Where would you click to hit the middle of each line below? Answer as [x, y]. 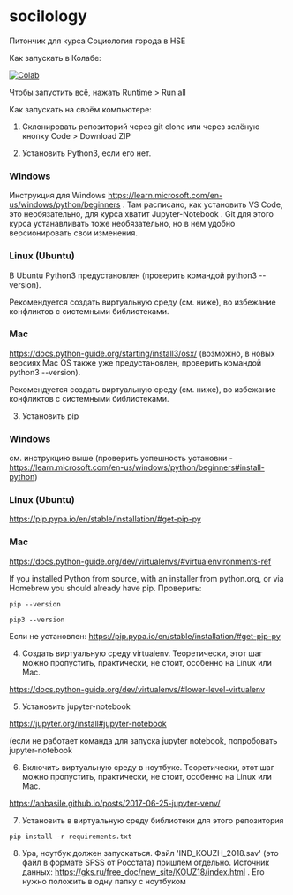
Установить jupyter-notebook [76, 706]
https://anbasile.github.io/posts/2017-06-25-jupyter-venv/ [115, 803]
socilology [48, 16]
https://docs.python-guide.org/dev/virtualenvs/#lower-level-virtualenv [137, 689]
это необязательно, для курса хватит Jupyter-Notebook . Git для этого [141, 214]
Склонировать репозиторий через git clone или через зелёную [141, 127]
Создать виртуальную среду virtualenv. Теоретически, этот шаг [142, 653]
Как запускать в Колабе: [55, 58]
